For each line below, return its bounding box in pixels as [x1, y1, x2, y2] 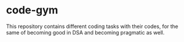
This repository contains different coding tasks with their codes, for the [6, 23, 179, 30]
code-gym [6, 3, 59, 17]
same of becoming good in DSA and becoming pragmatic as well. [6, 29, 165, 36]
